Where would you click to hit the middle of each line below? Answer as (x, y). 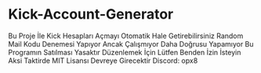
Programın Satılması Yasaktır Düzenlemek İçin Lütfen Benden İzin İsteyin (125, 52)
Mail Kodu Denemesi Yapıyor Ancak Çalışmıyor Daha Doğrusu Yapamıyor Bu (131, 43)
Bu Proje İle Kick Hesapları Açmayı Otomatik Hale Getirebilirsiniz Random (126, 36)
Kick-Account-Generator (91, 14)
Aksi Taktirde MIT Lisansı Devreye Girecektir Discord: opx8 (103, 61)
